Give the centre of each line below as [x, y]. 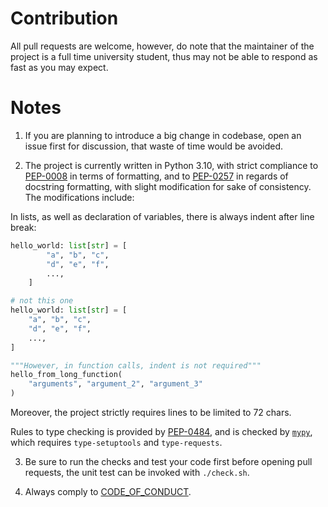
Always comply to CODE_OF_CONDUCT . [108, 491]
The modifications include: [79, 197]
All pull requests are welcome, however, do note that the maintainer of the [162, 46]
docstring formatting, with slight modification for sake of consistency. [168, 186]
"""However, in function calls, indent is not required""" [136, 365]
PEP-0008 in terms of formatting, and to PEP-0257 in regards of [156, 176]
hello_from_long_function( [66, 375]
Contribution [64, 18]
